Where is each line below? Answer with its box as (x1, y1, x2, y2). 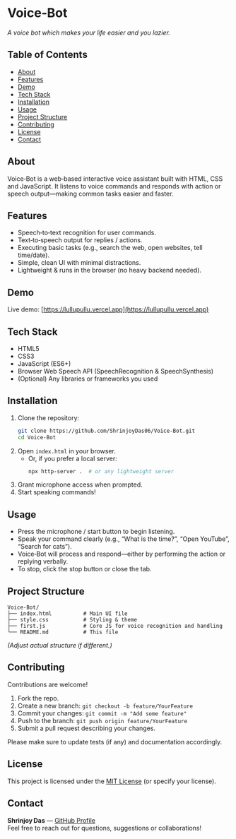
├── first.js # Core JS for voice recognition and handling (7, 623, 223, 630)
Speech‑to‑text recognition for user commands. (17, 228, 157, 237)
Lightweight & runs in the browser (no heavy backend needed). (17, 266, 202, 275)
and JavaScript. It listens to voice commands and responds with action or (7, 182, 221, 190)
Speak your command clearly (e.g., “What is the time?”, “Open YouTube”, (17, 535, 230, 543)
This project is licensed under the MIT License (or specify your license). (7, 777, 217, 785)
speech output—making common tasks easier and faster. (7, 189, 174, 198)
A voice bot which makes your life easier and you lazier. (7, 28, 171, 37)
